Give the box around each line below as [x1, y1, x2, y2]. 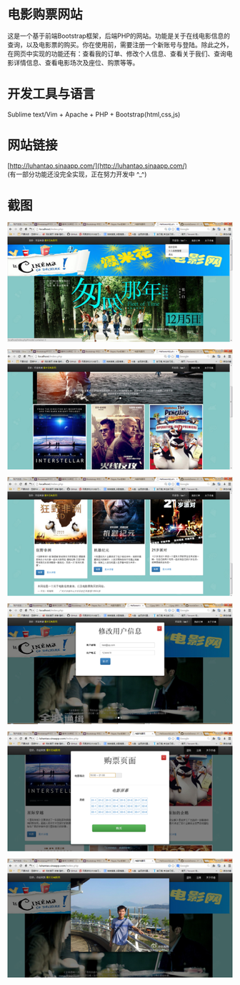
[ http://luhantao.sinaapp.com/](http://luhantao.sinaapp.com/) [7, 161, 188, 170]
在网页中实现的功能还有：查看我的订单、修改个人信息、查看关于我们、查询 [7, 49, 226, 58]
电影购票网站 [7, 6, 84, 23]
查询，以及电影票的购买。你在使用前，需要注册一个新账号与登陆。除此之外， [7, 40, 233, 49]
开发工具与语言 [7, 86, 96, 102]
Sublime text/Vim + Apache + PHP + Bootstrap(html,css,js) [7, 110, 181, 119]
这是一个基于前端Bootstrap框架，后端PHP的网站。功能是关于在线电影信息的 [7, 31, 231, 40]
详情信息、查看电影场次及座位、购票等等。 [13, 58, 139, 66]
